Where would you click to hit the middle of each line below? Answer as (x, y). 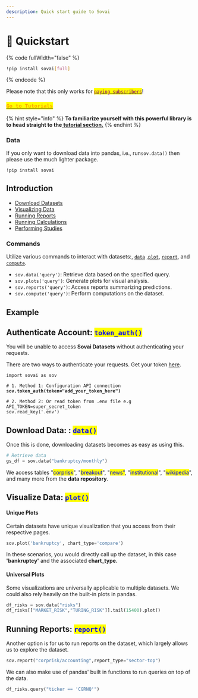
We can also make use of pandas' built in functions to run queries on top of (98, 672)
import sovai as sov (32, 376)
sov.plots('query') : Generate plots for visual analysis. (82, 281)
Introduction (30, 188)
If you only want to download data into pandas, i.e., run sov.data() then (93, 153)
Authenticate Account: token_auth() (74, 332)
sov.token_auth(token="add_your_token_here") (63, 391)
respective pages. (28, 532)
